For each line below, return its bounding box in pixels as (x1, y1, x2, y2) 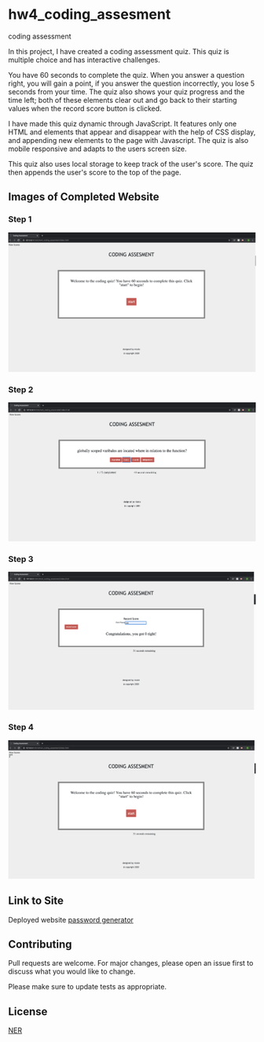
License (8, 1004, 48, 1018)
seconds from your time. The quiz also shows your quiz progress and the (8, 86, 245, 96)
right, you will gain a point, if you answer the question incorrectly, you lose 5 (8, 79, 255, 88)
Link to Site (8, 894, 64, 908)
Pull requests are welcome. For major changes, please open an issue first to (8, 959, 254, 968)
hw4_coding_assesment (8, 6, 171, 24)
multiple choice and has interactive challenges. (8, 55, 161, 64)
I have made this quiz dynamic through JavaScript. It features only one (8, 119, 237, 128)
